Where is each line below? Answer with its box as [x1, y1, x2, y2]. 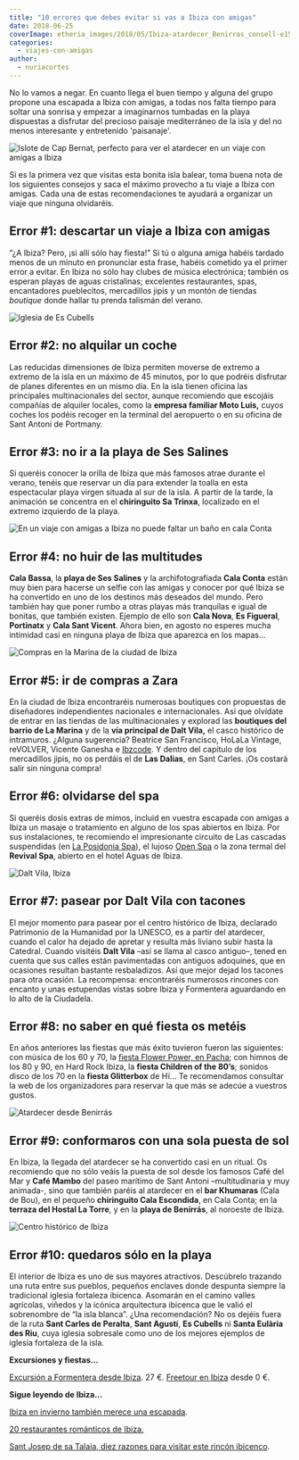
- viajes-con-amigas [17, 46, 93, 55]
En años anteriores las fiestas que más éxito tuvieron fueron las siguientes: [9, 1042, 284, 1053]
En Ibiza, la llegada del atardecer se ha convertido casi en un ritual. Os [9, 1157, 268, 1167]
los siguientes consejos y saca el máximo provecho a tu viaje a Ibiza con [9, 178, 276, 189]
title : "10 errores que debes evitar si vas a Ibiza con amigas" [9, 12, 256, 22]
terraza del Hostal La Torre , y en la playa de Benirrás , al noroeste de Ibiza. [9, 1204, 285, 1215]
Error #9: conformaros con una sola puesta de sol [9, 1132, 289, 1148]
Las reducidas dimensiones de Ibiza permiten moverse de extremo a [9, 361, 261, 372]
